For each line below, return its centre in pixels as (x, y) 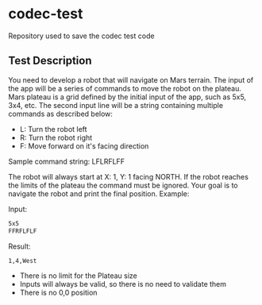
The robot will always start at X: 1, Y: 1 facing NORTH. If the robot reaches (128, 176)
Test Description (50, 61)
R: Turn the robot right (56, 137)
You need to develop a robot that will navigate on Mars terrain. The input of (131, 79)
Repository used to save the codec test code (81, 36)
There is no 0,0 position (58, 293)
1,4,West (23, 261)
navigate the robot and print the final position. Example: (99, 193)
